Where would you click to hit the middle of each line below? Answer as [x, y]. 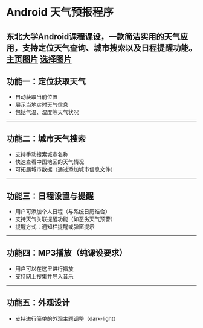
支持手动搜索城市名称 [41, 154]
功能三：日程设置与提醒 [50, 196]
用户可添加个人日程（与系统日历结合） [63, 212]
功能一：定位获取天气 [46, 81]
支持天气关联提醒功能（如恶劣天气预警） [65, 219]
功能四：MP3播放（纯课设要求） [67, 253]
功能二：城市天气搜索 [46, 138]
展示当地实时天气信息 [41, 105]
